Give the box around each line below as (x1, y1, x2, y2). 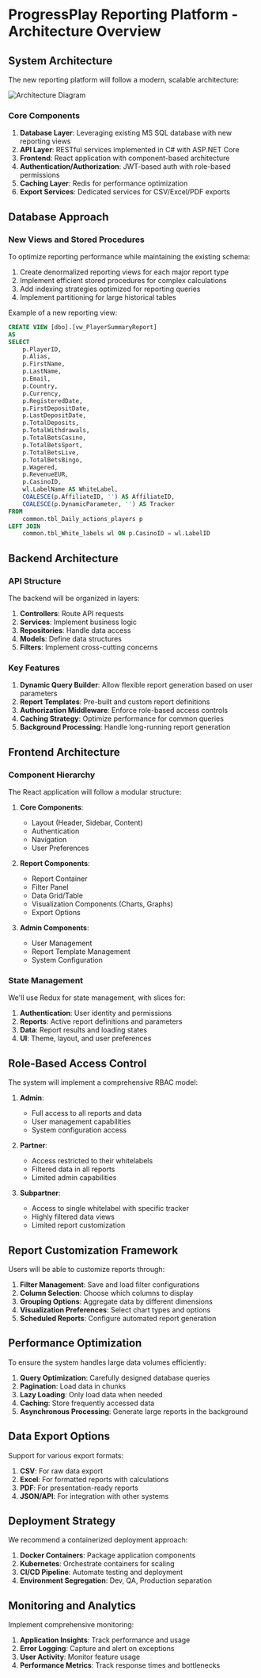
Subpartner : (19, 1188, 61, 1198)
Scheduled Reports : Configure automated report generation (19, 1313, 217, 1323)
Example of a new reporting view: (8, 308, 118, 317)
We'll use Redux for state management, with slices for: (8, 993, 186, 1002)
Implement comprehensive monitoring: (8, 1620, 134, 1630)
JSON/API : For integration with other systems (19, 1491, 169, 1500)
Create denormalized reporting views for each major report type (19, 267, 229, 277)
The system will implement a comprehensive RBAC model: (8, 1078, 199, 1087)
